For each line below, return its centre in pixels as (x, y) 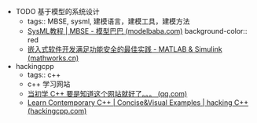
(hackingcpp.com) (57, 111)
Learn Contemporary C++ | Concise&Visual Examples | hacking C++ (138, 103)
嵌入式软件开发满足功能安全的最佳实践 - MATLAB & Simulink (125, 49)
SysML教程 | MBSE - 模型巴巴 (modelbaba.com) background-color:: (137, 31)
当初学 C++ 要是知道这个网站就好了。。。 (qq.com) (107, 94)
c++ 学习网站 (49, 84)
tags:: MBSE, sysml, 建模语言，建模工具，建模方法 (108, 21)
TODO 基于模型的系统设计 (57, 11)
